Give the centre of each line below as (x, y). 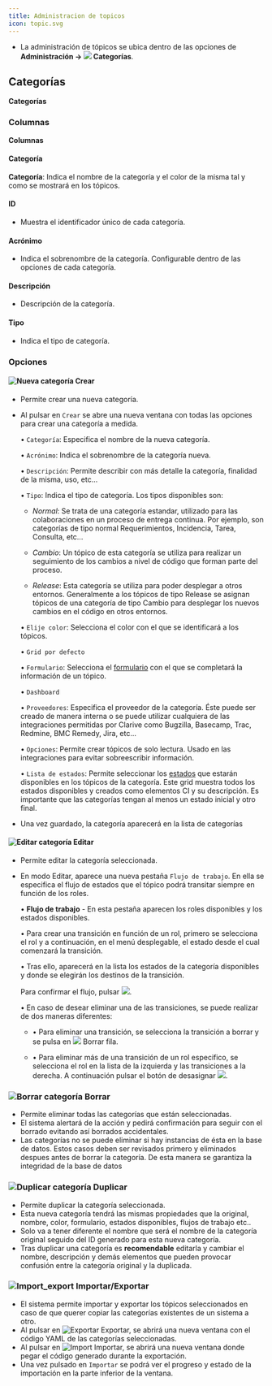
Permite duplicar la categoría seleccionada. (93, 1205)
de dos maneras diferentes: (66, 1016)
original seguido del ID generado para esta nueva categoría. (121, 1239)
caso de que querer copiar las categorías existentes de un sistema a (134, 1312)
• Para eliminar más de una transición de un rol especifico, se (135, 1057)
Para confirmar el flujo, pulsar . (76, 991)
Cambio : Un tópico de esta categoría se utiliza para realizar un (137, 552)
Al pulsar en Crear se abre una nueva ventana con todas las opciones (136, 414)
